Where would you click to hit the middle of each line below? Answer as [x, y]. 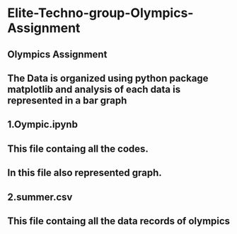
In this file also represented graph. [85, 173]
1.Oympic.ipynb [42, 124]
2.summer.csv [40, 197]
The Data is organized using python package [108, 78]
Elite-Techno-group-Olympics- [100, 13]
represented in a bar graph [67, 100]
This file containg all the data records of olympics [119, 221]
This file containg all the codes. [78, 149]
